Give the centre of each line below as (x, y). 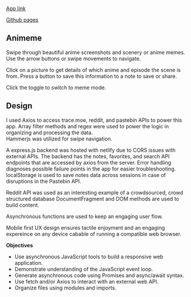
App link (16, 8)
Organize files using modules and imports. (65, 288)
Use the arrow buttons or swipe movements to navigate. (74, 59)
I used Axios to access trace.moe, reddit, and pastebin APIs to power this (94, 120)
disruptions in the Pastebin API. (44, 181)
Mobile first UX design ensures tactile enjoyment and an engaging (86, 227)
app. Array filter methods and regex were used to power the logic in (88, 126)
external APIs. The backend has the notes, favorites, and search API (88, 156)
